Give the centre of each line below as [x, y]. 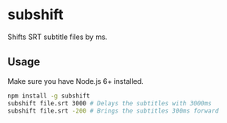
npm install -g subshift [49, 96]
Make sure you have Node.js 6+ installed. [76, 81]
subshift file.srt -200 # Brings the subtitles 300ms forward [113, 111]
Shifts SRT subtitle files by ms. [58, 37]
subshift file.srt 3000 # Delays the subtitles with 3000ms [110, 103]
